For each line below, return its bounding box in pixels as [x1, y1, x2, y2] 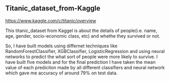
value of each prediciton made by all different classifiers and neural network [5, 64, 165, 70]
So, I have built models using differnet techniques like [5, 43, 118, 49]
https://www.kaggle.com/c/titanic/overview [5, 17, 97, 23]
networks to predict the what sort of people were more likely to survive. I [5, 53, 158, 60]
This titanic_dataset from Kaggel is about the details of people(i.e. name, [5, 28, 157, 34]
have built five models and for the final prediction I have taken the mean [5, 59, 156, 65]
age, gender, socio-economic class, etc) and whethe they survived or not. [5, 33, 160, 39]
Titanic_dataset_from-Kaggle [5, 4, 101, 13]
